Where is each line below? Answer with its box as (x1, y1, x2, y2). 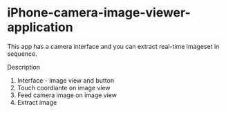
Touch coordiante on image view (17, 83, 111, 92)
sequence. (7, 50, 38, 58)
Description (7, 63, 40, 71)
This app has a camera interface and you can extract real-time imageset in (7, 42, 220, 50)
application (7, 19, 74, 35)
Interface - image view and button (17, 76, 115, 84)
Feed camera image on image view (17, 91, 117, 99)
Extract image (17, 98, 57, 106)
